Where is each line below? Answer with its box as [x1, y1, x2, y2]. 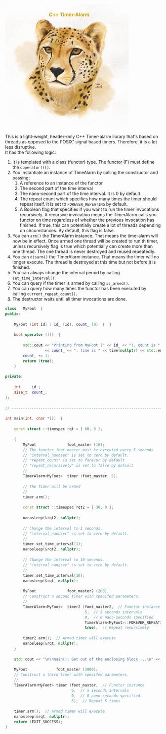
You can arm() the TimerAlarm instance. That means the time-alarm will [12, 233, 158, 239]
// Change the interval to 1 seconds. [23, 526, 103, 531]
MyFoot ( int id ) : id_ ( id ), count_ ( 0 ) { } [14, 322, 112, 327]
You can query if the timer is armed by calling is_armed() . [12, 280, 130, 286]
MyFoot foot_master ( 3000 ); [14, 667, 98, 672]
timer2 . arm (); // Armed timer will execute [23, 636, 116, 641]
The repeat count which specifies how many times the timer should [19, 196, 157, 202]
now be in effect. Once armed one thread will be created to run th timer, [12, 238, 159, 244]
